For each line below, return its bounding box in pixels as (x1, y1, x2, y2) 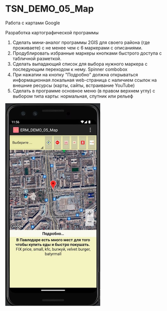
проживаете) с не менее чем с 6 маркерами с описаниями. (12, 45, 143, 51)
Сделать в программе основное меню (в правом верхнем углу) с (12, 87, 155, 94)
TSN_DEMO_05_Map (5, 3, 94, 15)
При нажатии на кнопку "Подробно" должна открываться (12, 71, 138, 77)
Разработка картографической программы (5, 29, 99, 35)
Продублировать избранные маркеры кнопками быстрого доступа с (12, 50, 162, 56)
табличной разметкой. (12, 55, 62, 61)
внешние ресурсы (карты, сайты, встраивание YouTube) (12, 82, 135, 88)
